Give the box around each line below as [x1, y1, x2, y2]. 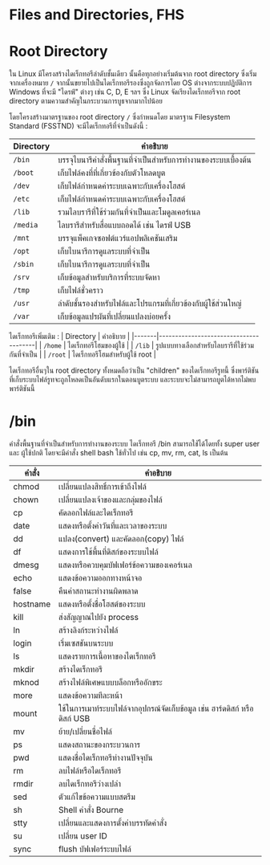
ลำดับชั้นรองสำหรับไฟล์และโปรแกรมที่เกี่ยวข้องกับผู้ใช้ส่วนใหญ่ [57, 298, 242, 309]
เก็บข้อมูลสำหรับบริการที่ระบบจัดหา [57, 271, 160, 283]
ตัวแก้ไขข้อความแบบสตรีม [58, 791, 135, 802]
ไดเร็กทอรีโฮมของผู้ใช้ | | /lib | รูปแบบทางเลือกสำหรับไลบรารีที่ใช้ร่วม [67, 341, 255, 350]
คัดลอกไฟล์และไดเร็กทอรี [58, 508, 134, 519]
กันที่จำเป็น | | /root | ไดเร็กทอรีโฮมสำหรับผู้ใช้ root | [9, 349, 157, 359]
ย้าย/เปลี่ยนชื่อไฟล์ [58, 726, 113, 737]
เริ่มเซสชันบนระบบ [58, 638, 114, 649]
